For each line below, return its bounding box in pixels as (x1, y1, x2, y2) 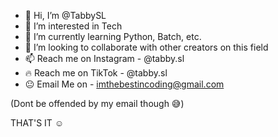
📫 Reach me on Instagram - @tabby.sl (24, 53, 185, 64)
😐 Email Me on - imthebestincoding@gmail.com (24, 78, 225, 90)
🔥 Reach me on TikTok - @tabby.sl (24, 67, 168, 79)
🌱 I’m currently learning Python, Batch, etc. (24, 31, 202, 42)
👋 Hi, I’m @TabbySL (24, 10, 107, 21)
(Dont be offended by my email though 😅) (10, 98, 185, 109)
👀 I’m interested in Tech (24, 20, 123, 32)
